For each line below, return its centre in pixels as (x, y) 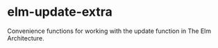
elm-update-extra (60, 12)
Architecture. (26, 38)
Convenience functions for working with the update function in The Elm (109, 31)
